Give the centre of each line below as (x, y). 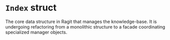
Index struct (31, 8)
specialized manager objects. (36, 32)
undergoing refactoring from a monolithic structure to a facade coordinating (85, 26)
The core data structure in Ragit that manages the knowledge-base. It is (81, 21)
